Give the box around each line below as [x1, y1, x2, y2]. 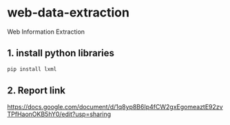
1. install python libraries [7, 47, 115, 59]
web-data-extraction [7, 5, 129, 21]
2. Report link [7, 84, 65, 97]
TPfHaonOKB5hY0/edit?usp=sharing [7, 110, 112, 118]
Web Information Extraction [7, 27, 85, 36]
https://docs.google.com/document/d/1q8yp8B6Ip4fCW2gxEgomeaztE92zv [7, 103, 223, 111]
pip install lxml [7, 65, 57, 73]
